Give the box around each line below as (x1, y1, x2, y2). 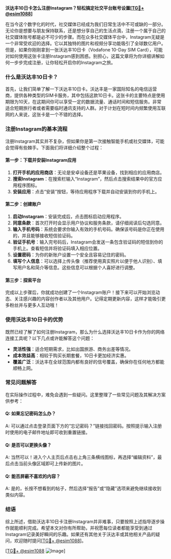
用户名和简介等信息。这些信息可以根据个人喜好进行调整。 (17, 265, 138, 270)
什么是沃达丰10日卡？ (5, 73, 59, 81)
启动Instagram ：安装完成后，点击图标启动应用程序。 (12, 214, 124, 219)
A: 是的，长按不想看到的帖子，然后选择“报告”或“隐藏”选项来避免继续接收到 (5, 486, 162, 492)
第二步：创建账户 (5, 201, 41, 207)
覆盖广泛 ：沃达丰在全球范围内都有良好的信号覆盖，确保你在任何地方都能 (12, 359, 164, 365)
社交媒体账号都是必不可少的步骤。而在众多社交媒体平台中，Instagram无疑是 (5, 34, 164, 40)
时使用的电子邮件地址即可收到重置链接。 (5, 429, 90, 435)
